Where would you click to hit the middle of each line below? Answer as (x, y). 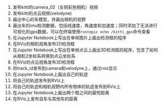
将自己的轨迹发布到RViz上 (39, 80)
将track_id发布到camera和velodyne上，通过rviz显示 (65, 68)
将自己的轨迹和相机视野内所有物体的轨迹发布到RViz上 (67, 86)
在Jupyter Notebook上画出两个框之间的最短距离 (61, 93)
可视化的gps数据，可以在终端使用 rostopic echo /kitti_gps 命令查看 (81, 32)
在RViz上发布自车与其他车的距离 (45, 99)
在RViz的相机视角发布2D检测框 (44, 44)
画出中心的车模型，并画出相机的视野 (49, 19)
